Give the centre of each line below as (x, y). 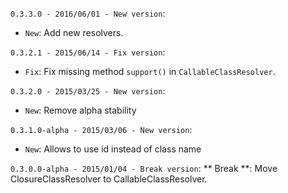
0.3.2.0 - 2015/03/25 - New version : (88, 91)
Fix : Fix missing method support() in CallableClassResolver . (150, 71)
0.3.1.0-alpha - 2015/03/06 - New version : (101, 129)
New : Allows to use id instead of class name (113, 149)
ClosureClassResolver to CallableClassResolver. (109, 179)
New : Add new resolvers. (74, 32)
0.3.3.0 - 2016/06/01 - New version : (88, 13)
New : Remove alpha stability (80, 110)
